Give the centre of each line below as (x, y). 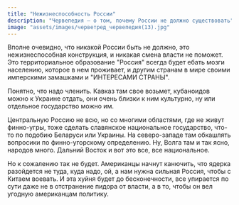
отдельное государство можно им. (60, 106)
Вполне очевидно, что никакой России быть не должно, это (99, 48)
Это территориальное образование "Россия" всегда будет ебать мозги (116, 62)
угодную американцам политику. (58, 194)
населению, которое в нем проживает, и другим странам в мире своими (119, 70)
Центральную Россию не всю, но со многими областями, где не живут (116, 120)
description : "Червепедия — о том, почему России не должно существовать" (121, 21)
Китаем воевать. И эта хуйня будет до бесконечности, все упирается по (118, 179)
